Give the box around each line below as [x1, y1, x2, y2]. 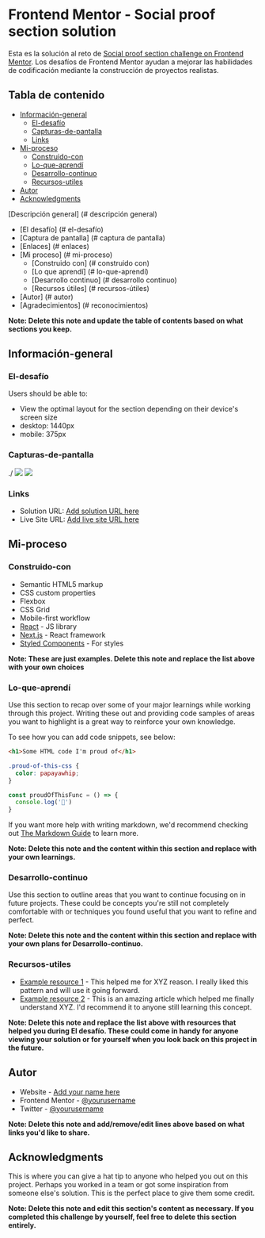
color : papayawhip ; [15, 769, 80, 777]
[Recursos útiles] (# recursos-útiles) [31, 283, 150, 293]
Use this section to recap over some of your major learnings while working [8, 700, 251, 710]
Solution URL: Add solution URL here [19, 506, 140, 516]
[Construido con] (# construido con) [31, 258, 150, 267]
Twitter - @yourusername [19, 1104, 104, 1113]
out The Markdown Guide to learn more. [8, 829, 139, 838]
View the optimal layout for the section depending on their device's [19, 404, 239, 414]
